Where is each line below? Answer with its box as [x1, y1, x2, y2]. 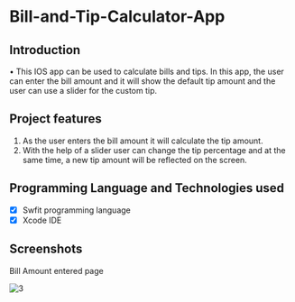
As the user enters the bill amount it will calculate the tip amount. [22, 135, 263, 146]
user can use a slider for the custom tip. [9, 86, 158, 96]
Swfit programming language [22, 205, 131, 215]
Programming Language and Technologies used [9, 180, 285, 196]
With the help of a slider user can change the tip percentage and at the [22, 144, 286, 155]
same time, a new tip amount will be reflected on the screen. [22, 154, 248, 165]
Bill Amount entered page [9, 265, 104, 276]
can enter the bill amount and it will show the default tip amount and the [9, 76, 276, 87]
